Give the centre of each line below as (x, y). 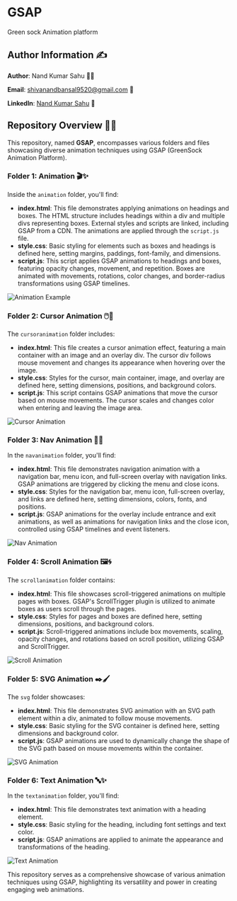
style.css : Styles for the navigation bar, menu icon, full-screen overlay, (121, 492)
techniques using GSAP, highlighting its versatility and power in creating (112, 882)
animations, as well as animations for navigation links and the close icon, (123, 522)
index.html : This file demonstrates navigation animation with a (109, 469)
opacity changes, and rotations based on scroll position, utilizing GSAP (121, 639)
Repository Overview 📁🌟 (62, 126)
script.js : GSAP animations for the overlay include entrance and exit (117, 514)
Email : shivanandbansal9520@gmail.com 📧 (71, 89)
